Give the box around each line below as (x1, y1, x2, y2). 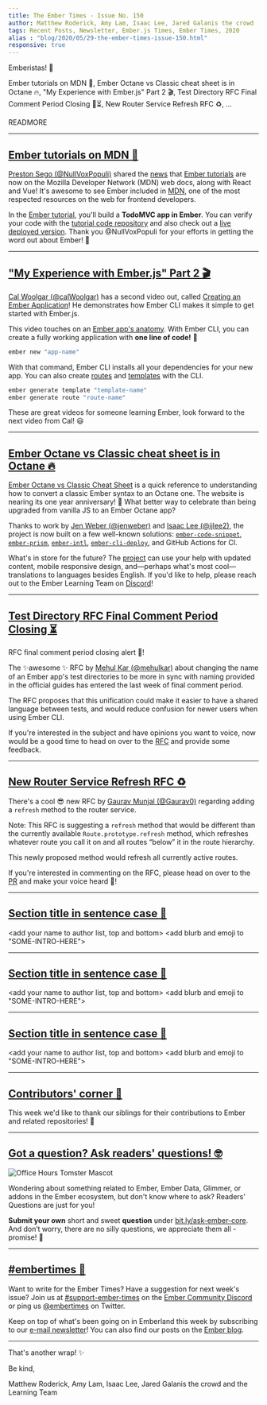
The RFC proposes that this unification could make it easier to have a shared (8, 696, 258, 705)
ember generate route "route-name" (8, 393, 126, 401)
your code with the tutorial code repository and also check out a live (8, 218, 232, 227)
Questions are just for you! (8, 1200, 95, 1210)
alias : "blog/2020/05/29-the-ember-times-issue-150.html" (8, 33, 208, 42)
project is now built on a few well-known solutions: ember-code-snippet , (8, 529, 242, 539)
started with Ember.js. (8, 308, 79, 318)
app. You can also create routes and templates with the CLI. (8, 370, 204, 380)
